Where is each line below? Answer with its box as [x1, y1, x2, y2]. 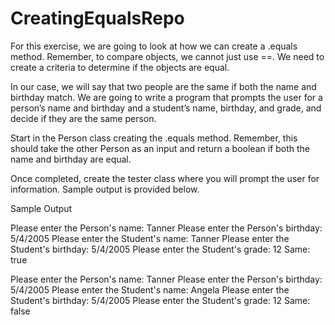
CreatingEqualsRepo [10, 7, 185, 30]
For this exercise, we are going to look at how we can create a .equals [10, 40, 298, 52]
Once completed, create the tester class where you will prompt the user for [10, 172, 320, 184]
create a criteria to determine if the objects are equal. [10, 61, 230, 73]
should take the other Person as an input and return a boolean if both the [10, 142, 310, 154]
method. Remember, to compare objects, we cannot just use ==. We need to [10, 50, 325, 62]
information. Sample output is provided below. [10, 183, 200, 195]
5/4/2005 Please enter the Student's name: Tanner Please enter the [10, 232, 290, 244]
